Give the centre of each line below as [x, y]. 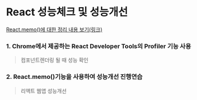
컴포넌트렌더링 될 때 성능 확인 [54, 60]
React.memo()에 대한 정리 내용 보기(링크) [54, 29]
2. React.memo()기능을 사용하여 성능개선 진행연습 [74, 77]
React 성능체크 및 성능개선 [67, 12]
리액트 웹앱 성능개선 [43, 91]
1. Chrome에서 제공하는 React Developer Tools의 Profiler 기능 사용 [99, 46]
